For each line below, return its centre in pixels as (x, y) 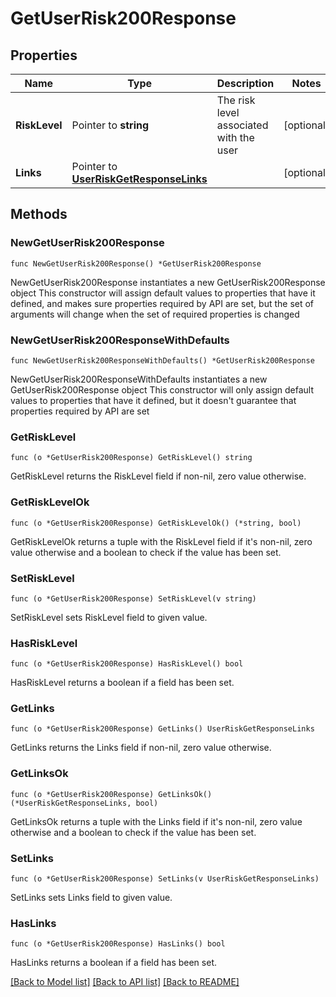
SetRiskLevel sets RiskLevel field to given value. (109, 617)
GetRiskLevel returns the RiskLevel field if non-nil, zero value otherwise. (158, 476)
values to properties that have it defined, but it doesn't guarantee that (153, 400)
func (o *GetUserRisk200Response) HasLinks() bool (118, 944)
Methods (39, 214)
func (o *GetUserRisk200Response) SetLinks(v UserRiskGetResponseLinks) (165, 879)
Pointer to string (110, 125)
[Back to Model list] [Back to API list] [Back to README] (125, 982)
